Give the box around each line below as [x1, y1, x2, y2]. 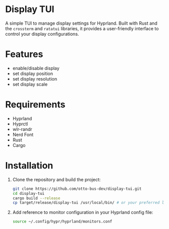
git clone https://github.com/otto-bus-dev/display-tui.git [12, 186, 142, 191]
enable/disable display [12, 65, 60, 71]
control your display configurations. [5, 31, 79, 37]
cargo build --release [12, 195, 61, 201]
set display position [12, 70, 53, 77]
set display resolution [12, 75, 57, 82]
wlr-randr [12, 126, 33, 132]
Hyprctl [12, 121, 28, 127]
